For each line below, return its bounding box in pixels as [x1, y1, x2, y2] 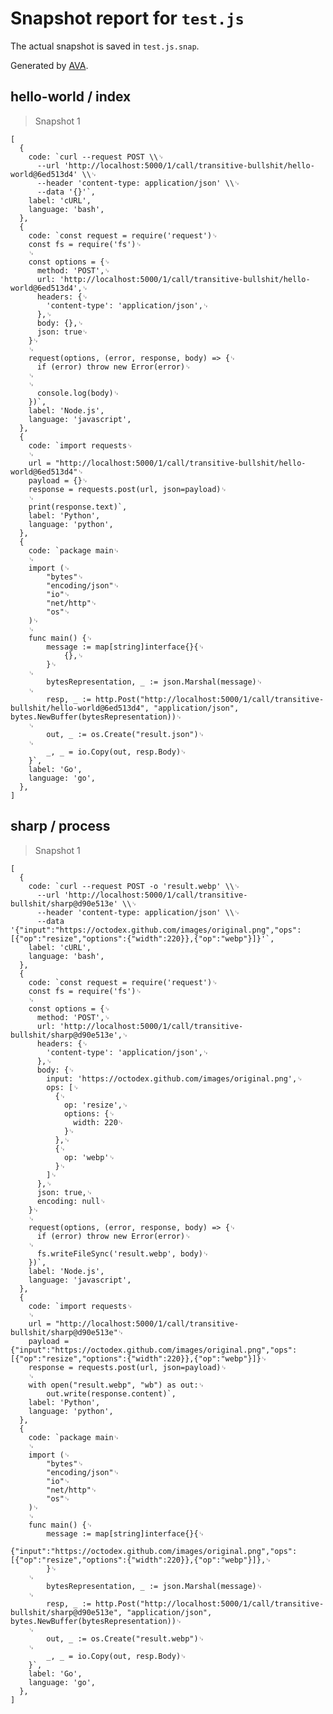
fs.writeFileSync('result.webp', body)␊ [36, 1248, 210, 1259]
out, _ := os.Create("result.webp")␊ [46, 1633, 205, 1644]
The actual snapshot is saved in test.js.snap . [10, 40, 200, 52]
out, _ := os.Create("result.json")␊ [46, 729, 205, 739]
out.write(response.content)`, [46, 1388, 177, 1399]
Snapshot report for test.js [10, 7, 245, 30]
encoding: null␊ [36, 1196, 107, 1206]
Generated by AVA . [10, 59, 89, 71]
